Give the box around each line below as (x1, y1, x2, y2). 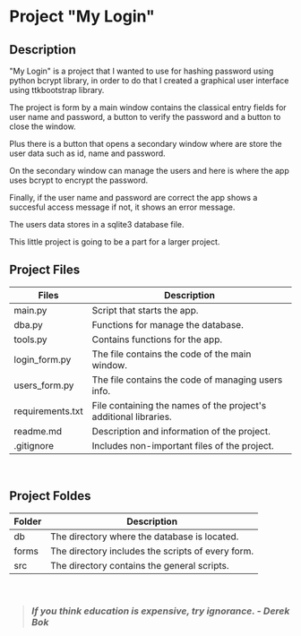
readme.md (13, 425, 63, 437)
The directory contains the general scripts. (50, 559, 229, 572)
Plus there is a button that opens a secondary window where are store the (9, 139, 282, 149)
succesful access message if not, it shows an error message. (9, 202, 236, 212)
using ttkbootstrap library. (9, 85, 105, 95)
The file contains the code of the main (91, 348, 252, 360)
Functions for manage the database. (91, 318, 244, 331)
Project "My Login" (9, 6, 155, 27)
